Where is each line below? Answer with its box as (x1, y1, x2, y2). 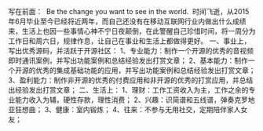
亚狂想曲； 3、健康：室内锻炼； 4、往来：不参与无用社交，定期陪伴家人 (8, 105, 241, 114)
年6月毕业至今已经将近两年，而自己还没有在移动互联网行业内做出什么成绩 (8, 16, 247, 26)
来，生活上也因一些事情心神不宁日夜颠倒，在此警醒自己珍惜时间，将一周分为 (8, 27, 256, 35)
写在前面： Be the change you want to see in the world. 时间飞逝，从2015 (8, 7, 250, 16)
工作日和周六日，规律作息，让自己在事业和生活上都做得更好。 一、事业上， (8, 36, 251, 45)
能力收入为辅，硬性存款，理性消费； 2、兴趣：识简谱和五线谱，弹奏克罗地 (14, 95, 255, 104)
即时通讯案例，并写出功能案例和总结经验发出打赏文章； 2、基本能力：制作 (8, 56, 249, 65)
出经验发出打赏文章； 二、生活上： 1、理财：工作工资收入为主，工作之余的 (8, 86, 249, 94)
